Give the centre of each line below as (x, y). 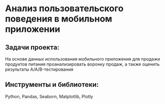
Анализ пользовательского (65, 9)
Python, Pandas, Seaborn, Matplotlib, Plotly (49, 96)
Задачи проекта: (32, 47)
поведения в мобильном (59, 19)
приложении (33, 29)
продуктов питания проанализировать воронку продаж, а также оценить (82, 64)
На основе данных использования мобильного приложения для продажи (82, 59)
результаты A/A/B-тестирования (39, 69)
